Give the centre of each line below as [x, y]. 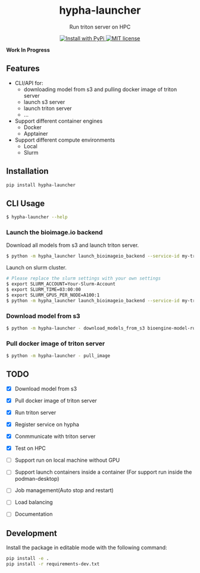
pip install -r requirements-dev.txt [53, 564]
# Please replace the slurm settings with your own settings [84, 278]
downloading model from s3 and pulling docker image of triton [100, 89]
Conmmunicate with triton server [55, 436]
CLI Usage [26, 203]
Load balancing [34, 502]
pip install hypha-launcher [41, 185]
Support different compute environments [65, 140]
